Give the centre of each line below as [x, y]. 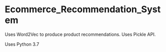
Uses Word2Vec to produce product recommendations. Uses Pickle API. [80, 34]
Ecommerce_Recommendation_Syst [83, 9]
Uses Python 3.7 [22, 44]
